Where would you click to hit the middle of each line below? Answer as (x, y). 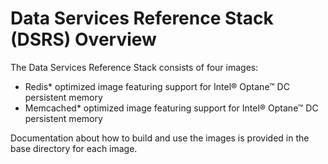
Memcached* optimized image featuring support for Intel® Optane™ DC (171, 108)
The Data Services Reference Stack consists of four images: (134, 67)
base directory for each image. (74, 148)
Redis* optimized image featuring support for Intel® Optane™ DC (157, 86)
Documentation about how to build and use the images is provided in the (160, 138)
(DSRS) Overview (83, 39)
